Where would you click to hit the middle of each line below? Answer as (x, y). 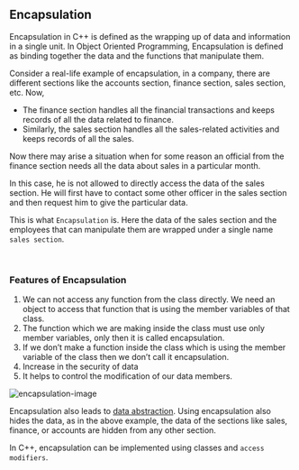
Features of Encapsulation (68, 280)
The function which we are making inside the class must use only (144, 328)
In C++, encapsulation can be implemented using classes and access (137, 448)
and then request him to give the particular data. (99, 202)
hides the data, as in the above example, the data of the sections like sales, (149, 421)
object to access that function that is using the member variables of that (156, 309)
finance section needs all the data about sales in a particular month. (135, 165)
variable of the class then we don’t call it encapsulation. (126, 357)
